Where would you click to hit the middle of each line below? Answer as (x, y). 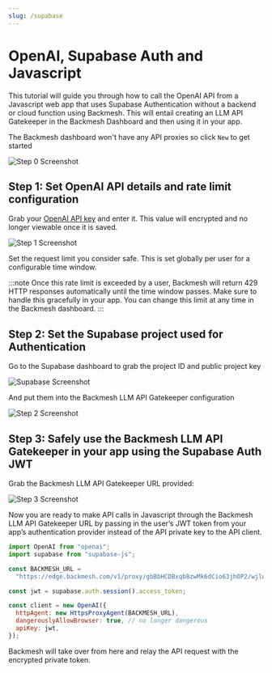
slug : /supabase (36, 16)
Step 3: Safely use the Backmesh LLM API (116, 439)
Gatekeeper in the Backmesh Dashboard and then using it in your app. (125, 121)
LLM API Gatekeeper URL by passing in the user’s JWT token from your (127, 523)
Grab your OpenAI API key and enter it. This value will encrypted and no (128, 218)
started (20, 146)
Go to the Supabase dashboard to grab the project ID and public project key (135, 366)
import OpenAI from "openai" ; (59, 547)
